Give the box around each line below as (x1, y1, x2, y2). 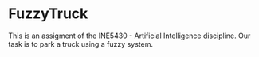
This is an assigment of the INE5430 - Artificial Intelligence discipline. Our (8, 31, 251, 40)
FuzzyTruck (8, 5, 88, 23)
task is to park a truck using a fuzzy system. (8, 39, 154, 48)
